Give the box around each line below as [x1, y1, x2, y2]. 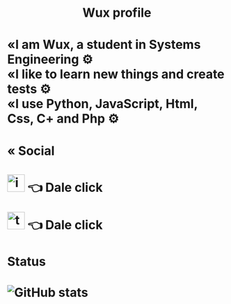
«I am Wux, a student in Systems [7, 37, 201, 53]
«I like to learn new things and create [7, 66, 225, 82]
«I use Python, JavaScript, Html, [7, 96, 198, 112]
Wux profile [82, 5, 152, 21]
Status [7, 253, 47, 269]
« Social [7, 143, 55, 158]
